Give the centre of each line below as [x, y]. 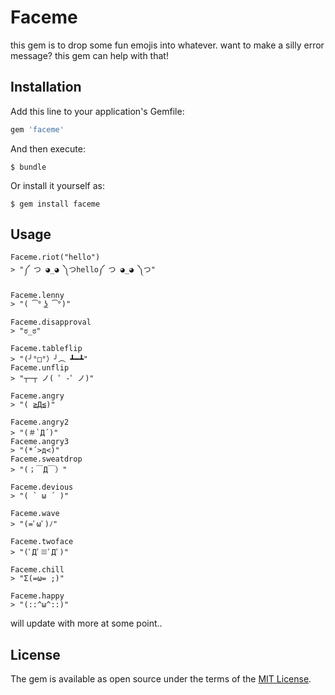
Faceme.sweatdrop [46, 459]
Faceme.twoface [42, 542]
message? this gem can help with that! [89, 55]
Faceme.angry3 [40, 442]
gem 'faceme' [37, 129]
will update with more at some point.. [86, 623]
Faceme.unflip [40, 368]
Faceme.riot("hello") [55, 257]
